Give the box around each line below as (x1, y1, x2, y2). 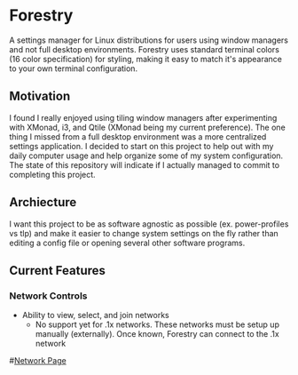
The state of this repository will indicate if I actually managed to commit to (9, 159, 280, 170)
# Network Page (9, 355, 67, 366)
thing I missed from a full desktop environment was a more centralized (9, 131, 267, 142)
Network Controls (9, 290, 88, 302)
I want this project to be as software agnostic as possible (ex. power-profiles (9, 219, 289, 229)
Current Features (9, 263, 106, 278)
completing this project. (9, 169, 96, 180)
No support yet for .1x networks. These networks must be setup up (35, 319, 279, 330)
